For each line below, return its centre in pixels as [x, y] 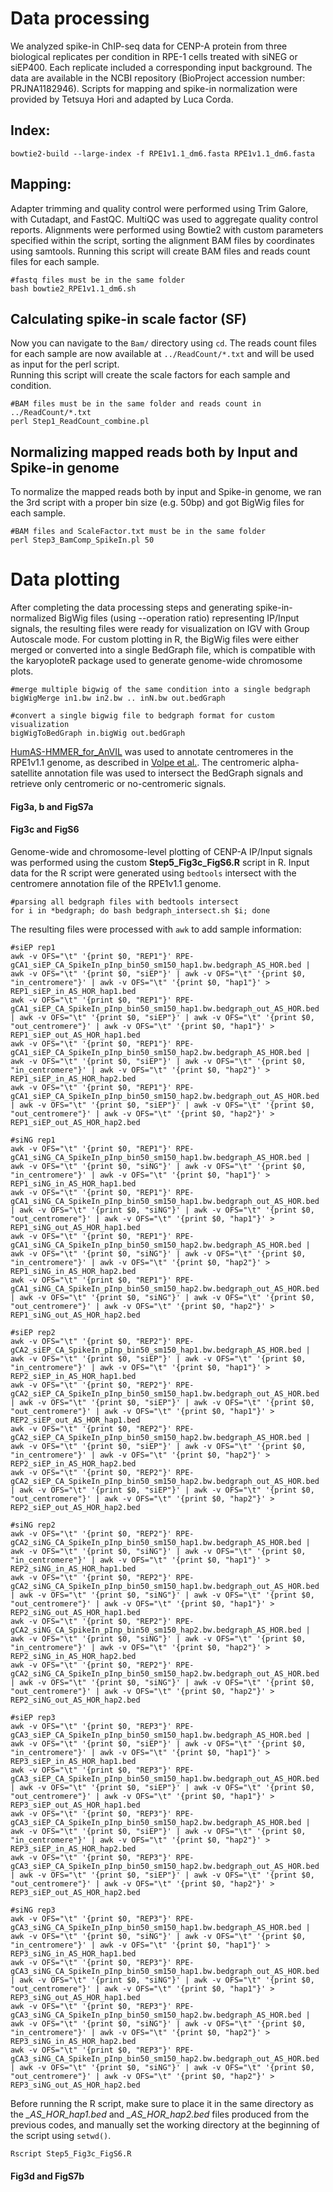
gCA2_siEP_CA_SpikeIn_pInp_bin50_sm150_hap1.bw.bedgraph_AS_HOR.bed [156, 1350]
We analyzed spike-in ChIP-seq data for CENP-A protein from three [149, 46]
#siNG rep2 [33, 1525]
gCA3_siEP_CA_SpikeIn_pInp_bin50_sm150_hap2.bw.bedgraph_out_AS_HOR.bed [165, 1866]
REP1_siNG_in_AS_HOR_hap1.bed [73, 1183]
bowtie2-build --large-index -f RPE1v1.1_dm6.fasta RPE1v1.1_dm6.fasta [162, 153]
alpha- [286, 763]
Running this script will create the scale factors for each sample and [150, 375]
